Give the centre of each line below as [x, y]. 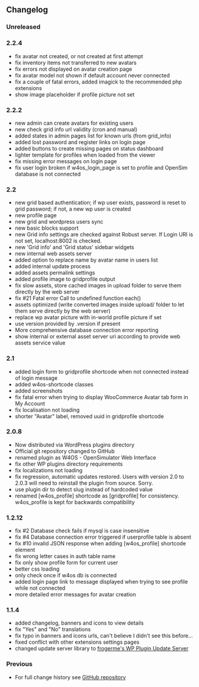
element [25, 550]
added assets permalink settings [55, 273]
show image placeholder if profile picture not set [75, 94]
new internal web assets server [53, 254]
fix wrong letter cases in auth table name [65, 556]
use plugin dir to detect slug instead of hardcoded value [84, 489]
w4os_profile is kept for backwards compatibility [75, 502]
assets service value [40, 343]
